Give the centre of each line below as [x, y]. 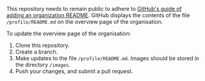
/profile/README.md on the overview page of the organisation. [85, 22]
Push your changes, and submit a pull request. [74, 71]
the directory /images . [43, 65]
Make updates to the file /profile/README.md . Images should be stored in [107, 58]
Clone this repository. [42, 45]
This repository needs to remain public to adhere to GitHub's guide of [94, 9]
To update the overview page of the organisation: [69, 33]
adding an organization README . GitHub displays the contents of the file [98, 15]
